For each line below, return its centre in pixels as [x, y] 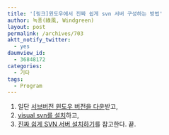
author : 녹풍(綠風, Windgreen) [51, 20]
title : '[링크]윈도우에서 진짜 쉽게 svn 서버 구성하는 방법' [85, 14]
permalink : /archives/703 [45, 33]
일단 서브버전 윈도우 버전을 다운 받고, [68, 107]
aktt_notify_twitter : [39, 40]
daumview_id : [27, 53]
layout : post [27, 27]
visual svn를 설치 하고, [48, 115]
